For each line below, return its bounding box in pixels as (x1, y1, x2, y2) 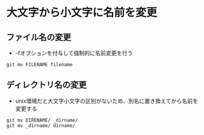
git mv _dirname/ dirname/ (6, 122, 76, 129)
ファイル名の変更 (6, 32, 71, 42)
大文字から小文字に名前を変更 (6, 6, 158, 20)
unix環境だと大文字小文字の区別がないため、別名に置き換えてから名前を (15, 97, 198, 104)
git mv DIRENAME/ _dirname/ (6, 117, 79, 123)
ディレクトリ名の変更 (6, 80, 87, 90)
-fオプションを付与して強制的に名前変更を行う (15, 50, 133, 56)
